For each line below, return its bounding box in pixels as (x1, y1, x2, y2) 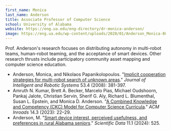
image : (5, 31, 19, 36)
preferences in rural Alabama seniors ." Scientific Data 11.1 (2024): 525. (12, 120, 160, 126)
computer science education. (5, 62, 67, 67)
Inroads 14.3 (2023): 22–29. (12, 109, 71, 115)
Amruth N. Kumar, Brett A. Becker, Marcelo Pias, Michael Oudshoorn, (12, 88, 158, 93)
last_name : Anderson (5, 12, 49, 17)
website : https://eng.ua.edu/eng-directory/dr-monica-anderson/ (5, 27, 145, 32)
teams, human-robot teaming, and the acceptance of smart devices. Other (5, 50, 161, 57)
